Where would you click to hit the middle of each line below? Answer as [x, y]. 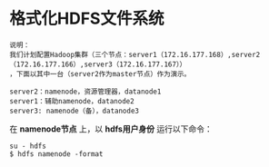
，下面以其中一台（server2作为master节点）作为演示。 [100, 74]
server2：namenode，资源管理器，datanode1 [85, 92]
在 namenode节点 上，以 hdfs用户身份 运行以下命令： [111, 129]
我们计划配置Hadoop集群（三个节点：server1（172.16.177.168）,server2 [135, 54]
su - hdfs [28, 146]
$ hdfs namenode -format [56, 154]
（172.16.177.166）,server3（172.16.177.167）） [98, 64]
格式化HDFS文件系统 [87, 19]
